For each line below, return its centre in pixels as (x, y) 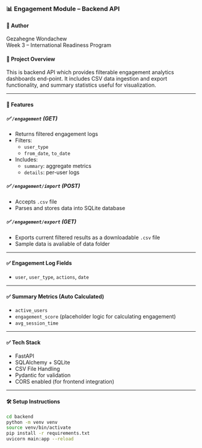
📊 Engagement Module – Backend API (63, 8)
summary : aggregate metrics (58, 166)
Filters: (23, 140)
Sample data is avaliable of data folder (62, 244)
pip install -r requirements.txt (48, 434)
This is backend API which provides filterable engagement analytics (90, 72)
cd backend (20, 417)
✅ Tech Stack (23, 342)
